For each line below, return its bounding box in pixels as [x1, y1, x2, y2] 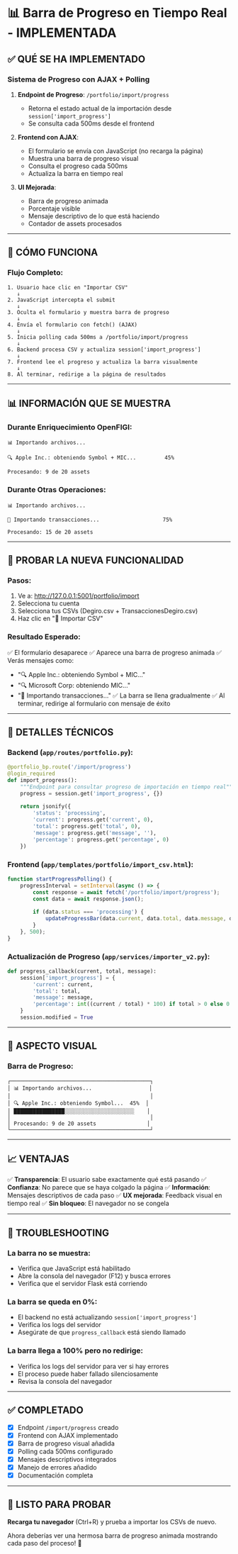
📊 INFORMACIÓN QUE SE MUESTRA [7, 397, 171, 409]
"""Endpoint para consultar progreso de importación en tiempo [20, 783, 211, 790]
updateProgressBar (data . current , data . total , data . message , [45, 915, 227, 922]
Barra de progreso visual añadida [17, 1439, 115, 1448]
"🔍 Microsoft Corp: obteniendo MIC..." [17, 681, 131, 689]
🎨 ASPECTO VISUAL [7, 1040, 98, 1052]
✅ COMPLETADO [7, 1404, 84, 1416]
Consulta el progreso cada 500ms [28, 162, 128, 170]
